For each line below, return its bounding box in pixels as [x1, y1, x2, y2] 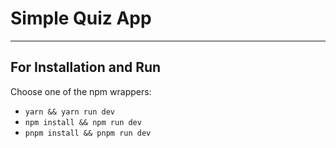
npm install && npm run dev [24, 117, 142, 127]
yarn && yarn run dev [24, 107, 115, 117]
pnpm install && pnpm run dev [24, 128, 152, 138]
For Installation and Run [10, 59, 162, 76]
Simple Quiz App [10, 7, 152, 30]
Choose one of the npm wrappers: [10, 85, 152, 97]
